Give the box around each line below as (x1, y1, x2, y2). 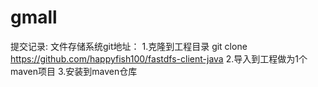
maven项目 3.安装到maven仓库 (10, 65, 138, 77)
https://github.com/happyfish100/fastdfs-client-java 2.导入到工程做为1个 (10, 52, 308, 65)
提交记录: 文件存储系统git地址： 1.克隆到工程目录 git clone (10, 40, 248, 52)
